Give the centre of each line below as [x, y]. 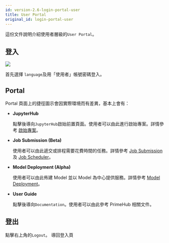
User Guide [25, 194]
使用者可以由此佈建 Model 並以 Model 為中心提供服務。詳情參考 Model [86, 178]
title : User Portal [26, 15]
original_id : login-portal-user [39, 19]
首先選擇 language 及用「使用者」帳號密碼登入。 [55, 74]
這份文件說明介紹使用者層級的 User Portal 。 [51, 34]
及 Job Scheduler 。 [33, 157]
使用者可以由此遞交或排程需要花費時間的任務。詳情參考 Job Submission [88, 151]
